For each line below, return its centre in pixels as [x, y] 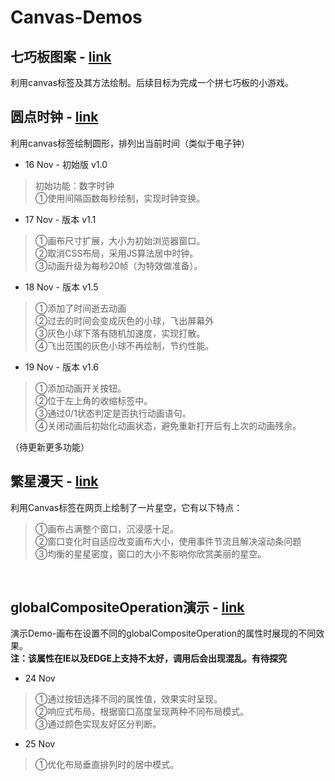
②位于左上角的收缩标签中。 [93, 400]
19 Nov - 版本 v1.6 [61, 367]
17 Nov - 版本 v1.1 [60, 219]
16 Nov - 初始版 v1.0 [66, 164]
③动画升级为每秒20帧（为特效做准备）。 [118, 265]
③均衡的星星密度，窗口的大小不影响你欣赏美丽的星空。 [150, 553]
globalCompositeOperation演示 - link [127, 607]
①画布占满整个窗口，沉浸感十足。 [107, 528]
